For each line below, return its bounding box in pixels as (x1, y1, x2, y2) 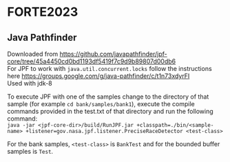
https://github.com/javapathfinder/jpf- (59, 50, 167, 58)
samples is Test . (7, 148, 54, 155)
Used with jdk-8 (7, 79, 53, 87)
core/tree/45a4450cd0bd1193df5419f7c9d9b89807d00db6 (7, 57, 176, 65)
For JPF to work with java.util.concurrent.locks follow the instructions (7, 65, 212, 72)
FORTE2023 (7, 4, 79, 20)
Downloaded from (7, 50, 59, 58)
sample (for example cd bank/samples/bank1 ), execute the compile (7, 100, 195, 108)
